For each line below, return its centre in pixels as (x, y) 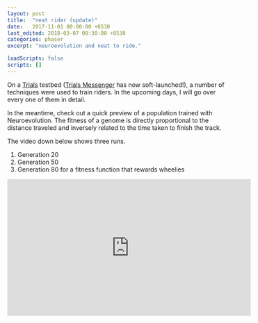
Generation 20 (38, 154)
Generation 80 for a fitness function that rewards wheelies (101, 169)
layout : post (26, 14)
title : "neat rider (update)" (53, 20)
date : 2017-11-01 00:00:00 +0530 (59, 26)
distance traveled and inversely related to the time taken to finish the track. (114, 127)
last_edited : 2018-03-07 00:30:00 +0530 (67, 33)
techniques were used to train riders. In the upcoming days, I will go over (112, 92)
